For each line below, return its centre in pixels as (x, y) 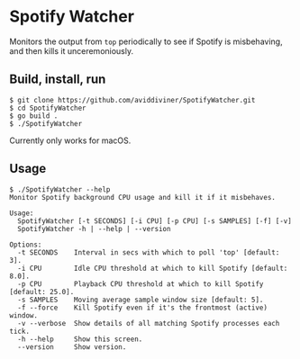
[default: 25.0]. (42, 292)
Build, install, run (58, 80)
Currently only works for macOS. (70, 140)
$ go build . (34, 116)
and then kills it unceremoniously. (72, 50)
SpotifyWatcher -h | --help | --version (94, 229)
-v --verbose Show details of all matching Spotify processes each (149, 323)
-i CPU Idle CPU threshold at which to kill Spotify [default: (153, 268)
